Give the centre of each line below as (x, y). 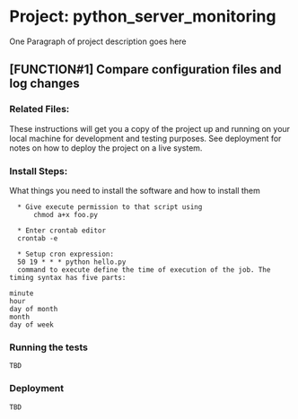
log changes (45, 84)
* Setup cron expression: (66, 254)
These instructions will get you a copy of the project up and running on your (149, 128)
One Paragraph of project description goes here (98, 41)
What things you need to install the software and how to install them (135, 190)
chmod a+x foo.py (66, 214)
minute (22, 293)
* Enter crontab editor (61, 231)
